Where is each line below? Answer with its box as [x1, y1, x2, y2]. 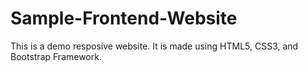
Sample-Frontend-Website [10, 7, 238, 30]
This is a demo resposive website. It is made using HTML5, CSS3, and [10, 40, 299, 52]
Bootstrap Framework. [10, 50, 102, 62]
